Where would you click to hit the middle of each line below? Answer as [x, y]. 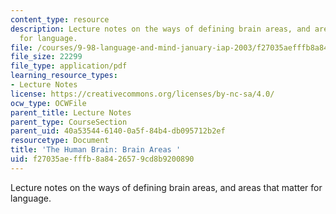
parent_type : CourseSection [69, 122]
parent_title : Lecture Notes [71, 112]
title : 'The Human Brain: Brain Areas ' [96, 150]
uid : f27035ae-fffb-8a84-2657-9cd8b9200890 [102, 159]
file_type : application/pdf [69, 66]
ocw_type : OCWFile [48, 103]
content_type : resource [60, 19]
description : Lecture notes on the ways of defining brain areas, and [160, 29]
